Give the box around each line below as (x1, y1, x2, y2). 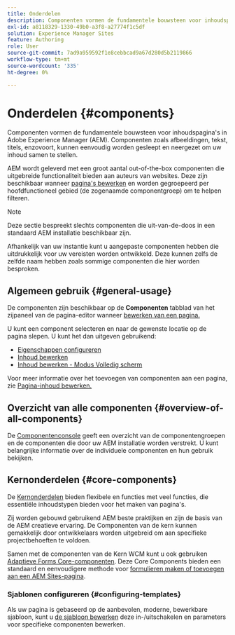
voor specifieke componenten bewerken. (7, 620, 126, 629)
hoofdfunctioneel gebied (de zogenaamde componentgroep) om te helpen (7, 186, 222, 195)
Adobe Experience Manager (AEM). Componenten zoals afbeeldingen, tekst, (7, 136, 228, 144)
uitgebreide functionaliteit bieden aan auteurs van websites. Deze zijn (7, 172, 208, 180)
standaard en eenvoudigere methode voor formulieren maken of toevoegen (7, 564, 225, 573)
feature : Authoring (7, 36, 64, 43)
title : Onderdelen (7, 10, 61, 18)
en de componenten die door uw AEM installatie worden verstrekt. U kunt (7, 439, 219, 447)
